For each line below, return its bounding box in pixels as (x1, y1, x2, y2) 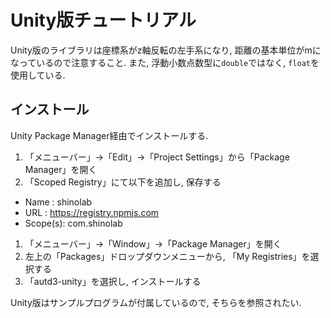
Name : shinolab (24, 196, 93, 208)
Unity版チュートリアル (10, 9, 197, 32)
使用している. (10, 69, 66, 81)
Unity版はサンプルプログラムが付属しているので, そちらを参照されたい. (10, 296, 302, 308)
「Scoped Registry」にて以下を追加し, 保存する (24, 176, 222, 188)
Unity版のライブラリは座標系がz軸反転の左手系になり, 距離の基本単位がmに (10, 44, 322, 56)
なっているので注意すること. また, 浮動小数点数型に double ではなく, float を (10, 56, 320, 68)
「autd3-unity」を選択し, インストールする (24, 275, 202, 287)
